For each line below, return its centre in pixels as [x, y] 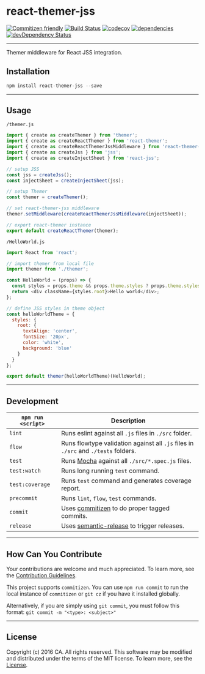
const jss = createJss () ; [39, 175]
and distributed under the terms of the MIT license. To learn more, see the [99, 658]
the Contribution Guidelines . [42, 575]
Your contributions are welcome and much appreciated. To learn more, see [100, 569]
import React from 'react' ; [42, 252]
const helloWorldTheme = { [41, 314]
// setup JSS [23, 169]
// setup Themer [27, 192]
